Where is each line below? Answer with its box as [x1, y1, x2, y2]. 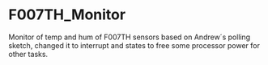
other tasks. [8, 49, 49, 59]
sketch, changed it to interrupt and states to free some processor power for [8, 40, 261, 50]
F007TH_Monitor [8, 6, 126, 24]
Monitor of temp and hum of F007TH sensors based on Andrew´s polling [8, 32, 251, 42]
